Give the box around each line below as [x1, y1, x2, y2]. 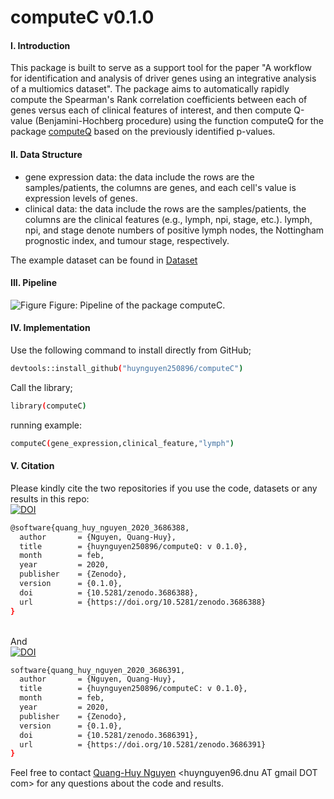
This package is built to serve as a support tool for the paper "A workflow [10, 62, 312, 74]
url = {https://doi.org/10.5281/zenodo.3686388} [19, 597, 267, 607]
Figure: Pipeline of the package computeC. [48, 299, 226, 311]
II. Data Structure [10, 148, 83, 160]
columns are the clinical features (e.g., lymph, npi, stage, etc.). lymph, [24, 213, 313, 225]
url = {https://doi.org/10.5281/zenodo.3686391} [19, 739, 267, 750]
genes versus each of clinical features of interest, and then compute [10, 104, 292, 116]
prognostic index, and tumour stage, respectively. [24, 234, 230, 246]
